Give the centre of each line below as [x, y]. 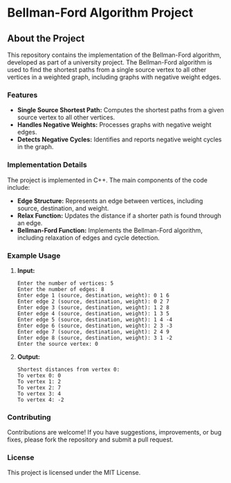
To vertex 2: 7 [39, 387]
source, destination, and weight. [63, 208]
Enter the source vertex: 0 [57, 344]
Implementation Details [47, 165]
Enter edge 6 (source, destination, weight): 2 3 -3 [95, 326]
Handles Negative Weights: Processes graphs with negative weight [114, 125]
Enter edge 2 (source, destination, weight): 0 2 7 [93, 301]
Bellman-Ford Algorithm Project [100, 13]
